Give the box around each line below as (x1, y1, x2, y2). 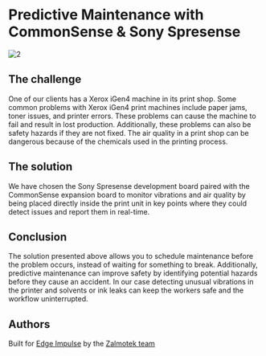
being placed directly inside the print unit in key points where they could (8, 198, 248, 208)
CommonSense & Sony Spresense (8, 23, 241, 41)
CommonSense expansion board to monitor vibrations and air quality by (8, 190, 247, 199)
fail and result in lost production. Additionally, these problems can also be (8, 119, 252, 129)
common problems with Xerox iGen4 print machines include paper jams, (8, 102, 248, 112)
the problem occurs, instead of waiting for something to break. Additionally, (8, 260, 259, 270)
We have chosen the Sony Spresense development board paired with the (8, 181, 251, 190)
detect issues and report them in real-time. (8, 207, 150, 216)
